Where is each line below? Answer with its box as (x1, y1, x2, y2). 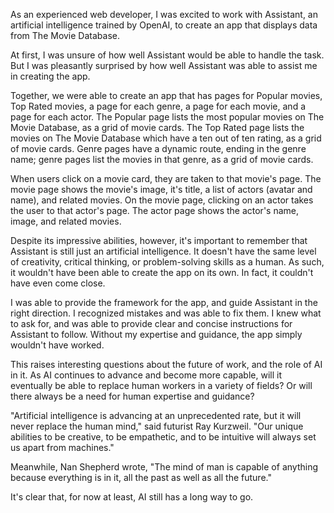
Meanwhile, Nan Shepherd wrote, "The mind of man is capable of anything (10, 461, 318, 473)
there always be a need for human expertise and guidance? (10, 390, 255, 402)
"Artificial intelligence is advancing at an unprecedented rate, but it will (10, 410, 302, 421)
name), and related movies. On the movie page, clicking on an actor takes (10, 194, 314, 206)
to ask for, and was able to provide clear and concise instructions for (10, 318, 293, 329)
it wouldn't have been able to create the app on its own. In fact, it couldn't (10, 267, 314, 278)
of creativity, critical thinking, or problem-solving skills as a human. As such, (10, 256, 325, 268)
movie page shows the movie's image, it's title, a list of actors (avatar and (10, 184, 313, 195)
